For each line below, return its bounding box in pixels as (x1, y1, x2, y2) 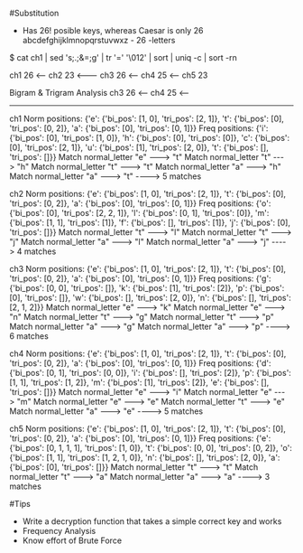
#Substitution (9, 8, 60, 18)
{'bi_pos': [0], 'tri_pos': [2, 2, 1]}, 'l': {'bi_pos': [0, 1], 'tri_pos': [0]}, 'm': (9, 208, 270, 218)
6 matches (9, 331, 50, 342)
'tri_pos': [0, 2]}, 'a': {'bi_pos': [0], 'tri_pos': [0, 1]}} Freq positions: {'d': (9, 358, 272, 369)
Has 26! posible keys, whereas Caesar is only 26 (22, 25, 204, 35)
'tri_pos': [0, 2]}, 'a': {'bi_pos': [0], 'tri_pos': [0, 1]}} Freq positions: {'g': (9, 273, 272, 284)
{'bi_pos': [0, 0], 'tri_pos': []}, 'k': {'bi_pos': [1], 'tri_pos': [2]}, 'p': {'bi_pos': (9, 283, 285, 293)
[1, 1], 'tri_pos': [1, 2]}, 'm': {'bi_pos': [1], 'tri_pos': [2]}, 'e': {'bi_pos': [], (9, 377, 270, 388)
